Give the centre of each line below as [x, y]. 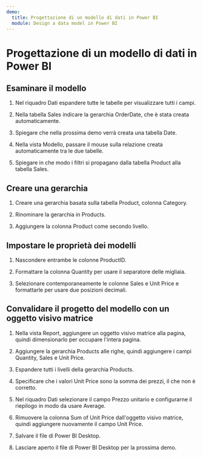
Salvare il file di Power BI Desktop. [58, 435]
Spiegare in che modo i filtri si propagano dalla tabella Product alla [98, 163]
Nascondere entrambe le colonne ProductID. [71, 260]
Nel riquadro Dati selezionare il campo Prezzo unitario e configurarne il [103, 399]
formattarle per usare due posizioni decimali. [71, 290]
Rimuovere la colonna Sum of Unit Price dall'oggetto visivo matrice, [99, 417]
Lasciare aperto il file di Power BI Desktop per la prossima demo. [96, 447]
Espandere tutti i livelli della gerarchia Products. [75, 369]
